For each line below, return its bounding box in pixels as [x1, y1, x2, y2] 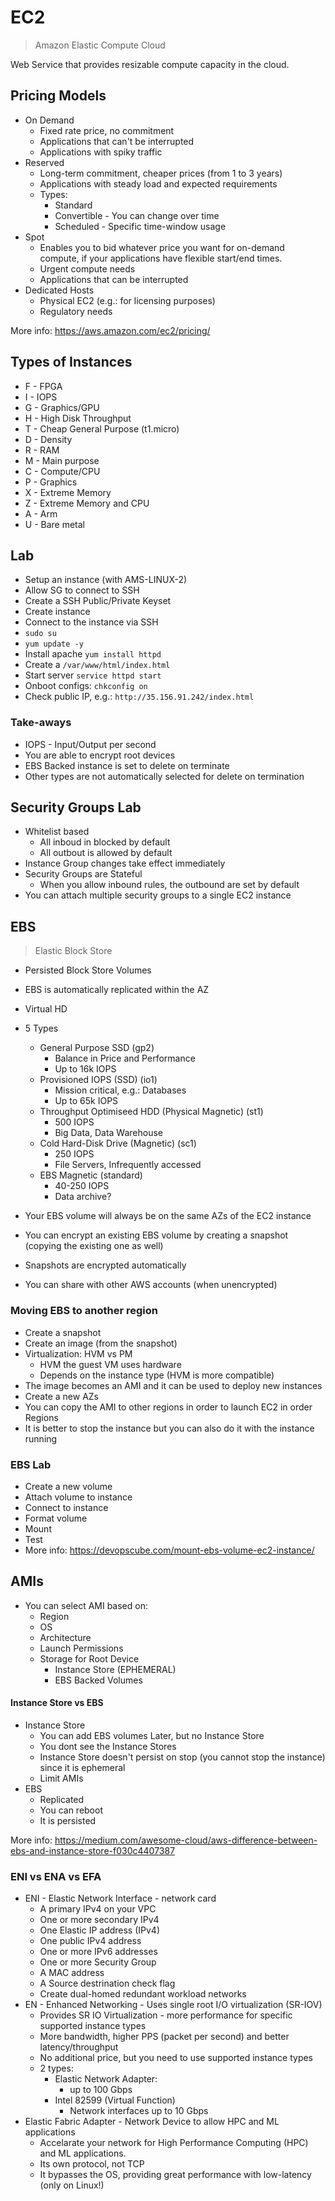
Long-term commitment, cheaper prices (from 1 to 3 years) [39, 167, 283, 179]
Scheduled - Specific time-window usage [54, 220, 227, 232]
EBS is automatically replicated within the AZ [24, 984, 210, 996]
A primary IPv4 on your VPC [39, 1903, 157, 1915]
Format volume [24, 1512, 88, 1524]
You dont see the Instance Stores [39, 1740, 177, 1752]
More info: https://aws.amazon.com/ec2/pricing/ [10, 324, 211, 336]
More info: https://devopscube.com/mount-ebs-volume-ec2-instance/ [24, 1544, 315, 1556]
